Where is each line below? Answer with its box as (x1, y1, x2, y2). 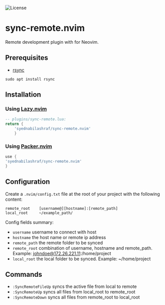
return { (5, 121, 24, 127)
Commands (5, 270, 43, 279)
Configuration (5, 178, 50, 186)
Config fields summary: (5, 219, 54, 225)
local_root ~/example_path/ (5, 210, 73, 215)
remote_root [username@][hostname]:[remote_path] (5, 206, 118, 211)
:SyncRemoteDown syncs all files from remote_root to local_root (12, 294, 140, 300)
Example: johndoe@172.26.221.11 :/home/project (12, 250, 112, 256)
